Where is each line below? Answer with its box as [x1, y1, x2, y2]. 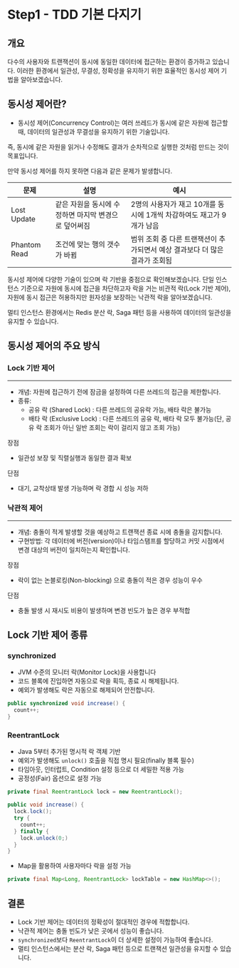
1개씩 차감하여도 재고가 [145, 210, 221, 220]
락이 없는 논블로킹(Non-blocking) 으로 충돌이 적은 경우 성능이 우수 [17, 575, 203, 584]
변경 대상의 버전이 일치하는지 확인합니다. [17, 545, 130, 554]
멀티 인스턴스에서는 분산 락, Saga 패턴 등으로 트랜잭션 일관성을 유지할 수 [17, 944, 219, 953]
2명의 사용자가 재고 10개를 [130, 199, 216, 209]
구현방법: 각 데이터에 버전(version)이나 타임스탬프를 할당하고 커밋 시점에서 [17, 536, 225, 545]
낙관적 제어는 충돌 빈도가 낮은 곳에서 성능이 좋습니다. [17, 926, 164, 935]
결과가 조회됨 [130, 255, 173, 265]
